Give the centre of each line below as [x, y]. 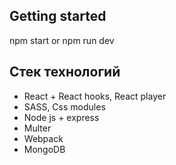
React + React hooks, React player [95, 96]
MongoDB [44, 149]
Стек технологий [65, 72]
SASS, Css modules [64, 106]
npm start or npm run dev [62, 40]
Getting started [58, 16]
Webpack [43, 138]
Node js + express [61, 117]
